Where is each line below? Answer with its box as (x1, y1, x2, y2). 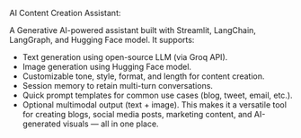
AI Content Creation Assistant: (9, 8, 121, 18)
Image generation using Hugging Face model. (22, 62, 191, 72)
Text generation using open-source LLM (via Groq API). (22, 52, 228, 62)
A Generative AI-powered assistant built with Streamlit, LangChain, (9, 25, 256, 35)
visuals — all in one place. (62, 118, 159, 129)
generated (22, 118, 61, 129)
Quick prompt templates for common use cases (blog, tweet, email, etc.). (22, 90, 294, 100)
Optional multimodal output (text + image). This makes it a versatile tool (22, 99, 288, 110)
